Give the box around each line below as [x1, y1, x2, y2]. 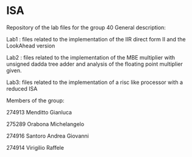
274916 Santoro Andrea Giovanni [6, 132, 90, 139]
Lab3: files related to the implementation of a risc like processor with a [6, 78, 183, 86]
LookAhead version [6, 42, 55, 49]
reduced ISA [6, 85, 38, 92]
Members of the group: [6, 97, 65, 104]
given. [6, 66, 23, 74]
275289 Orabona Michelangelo [6, 120, 84, 128]
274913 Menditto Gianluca [6, 108, 72, 116]
